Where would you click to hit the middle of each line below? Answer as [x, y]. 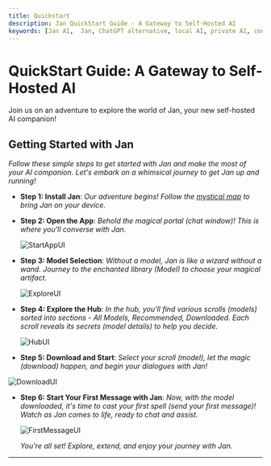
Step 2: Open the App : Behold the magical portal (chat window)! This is [140, 221]
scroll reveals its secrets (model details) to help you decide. [119, 326]
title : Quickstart [39, 16]
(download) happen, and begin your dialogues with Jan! [114, 366]
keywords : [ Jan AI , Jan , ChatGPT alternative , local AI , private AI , [129, 31]
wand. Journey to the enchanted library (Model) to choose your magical [140, 269]
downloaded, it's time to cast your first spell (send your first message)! [138, 406]
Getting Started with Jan [71, 144]
